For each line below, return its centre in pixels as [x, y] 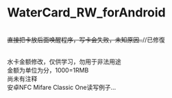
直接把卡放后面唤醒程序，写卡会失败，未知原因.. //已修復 [86, 40]
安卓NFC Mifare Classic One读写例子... [62, 87]
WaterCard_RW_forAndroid [86, 13]
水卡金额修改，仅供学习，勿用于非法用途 [64, 61]
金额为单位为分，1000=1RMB [48, 70]
